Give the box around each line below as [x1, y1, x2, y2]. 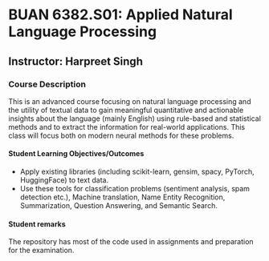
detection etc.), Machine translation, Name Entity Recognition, [19, 192, 226, 202]
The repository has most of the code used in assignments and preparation [8, 237, 255, 247]
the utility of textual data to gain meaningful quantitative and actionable [8, 105, 244, 114]
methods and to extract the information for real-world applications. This [8, 122, 246, 131]
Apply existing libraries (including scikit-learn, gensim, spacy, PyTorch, [19, 167, 255, 177]
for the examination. [8, 246, 75, 255]
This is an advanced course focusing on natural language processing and [8, 96, 251, 106]
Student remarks [8, 219, 66, 229]
